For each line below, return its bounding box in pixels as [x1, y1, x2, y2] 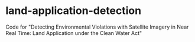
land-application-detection [5, 4, 142, 17]
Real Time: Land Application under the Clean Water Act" [5, 29, 142, 36]
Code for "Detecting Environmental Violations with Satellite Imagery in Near [5, 23, 189, 30]
